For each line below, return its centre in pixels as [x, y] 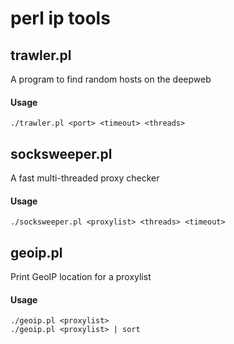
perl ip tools [60, 18]
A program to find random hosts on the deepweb [111, 79]
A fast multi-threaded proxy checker [85, 178]
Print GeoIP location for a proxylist [81, 277]
